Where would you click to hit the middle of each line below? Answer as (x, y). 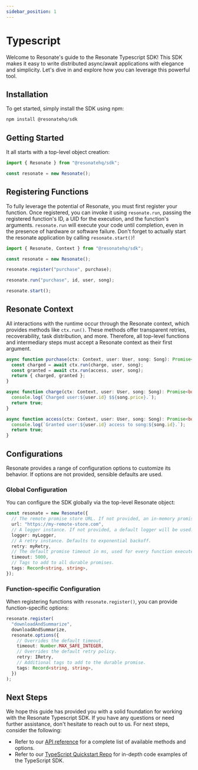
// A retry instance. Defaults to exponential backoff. (81, 540)
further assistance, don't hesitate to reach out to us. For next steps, (88, 724)
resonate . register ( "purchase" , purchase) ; (59, 270)
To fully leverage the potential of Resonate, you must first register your (92, 206)
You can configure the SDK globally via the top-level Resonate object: (91, 503)
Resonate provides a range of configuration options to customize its (88, 468)
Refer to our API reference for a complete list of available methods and (100, 742)
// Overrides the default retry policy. (67, 652)
